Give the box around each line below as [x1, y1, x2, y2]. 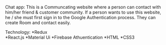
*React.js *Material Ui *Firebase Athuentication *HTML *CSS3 [5, 34, 135, 40]
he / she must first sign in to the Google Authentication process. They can [5, 15, 156, 20]
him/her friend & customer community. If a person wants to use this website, [5, 9, 162, 15]
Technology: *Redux [5, 29, 48, 35]
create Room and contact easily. [5, 20, 71, 25]
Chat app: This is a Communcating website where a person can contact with [5, 4, 161, 10]
